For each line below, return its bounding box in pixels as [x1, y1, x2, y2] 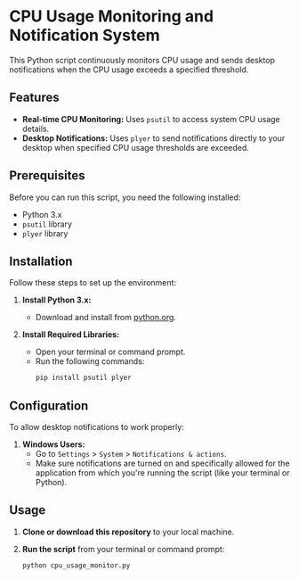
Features [9, 90, 60, 105]
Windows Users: [21, 439, 85, 450]
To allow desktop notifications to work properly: [9, 422, 184, 433]
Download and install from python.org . [35, 312, 176, 323]
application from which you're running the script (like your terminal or [35, 467, 290, 478]
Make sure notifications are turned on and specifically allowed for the [35, 458, 290, 469]
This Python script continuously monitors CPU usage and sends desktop [9, 54, 276, 65]
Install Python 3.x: [21, 294, 92, 305]
